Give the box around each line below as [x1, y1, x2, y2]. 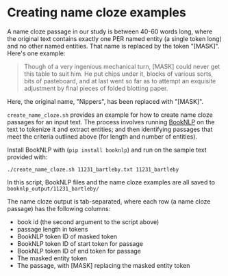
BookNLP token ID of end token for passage [16, 247, 142, 255]
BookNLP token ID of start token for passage [16, 239, 144, 247]
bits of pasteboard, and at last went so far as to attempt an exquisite [23, 77, 216, 85]
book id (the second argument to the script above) [16, 217, 160, 226]
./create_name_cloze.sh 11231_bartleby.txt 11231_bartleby [7, 166, 179, 173]
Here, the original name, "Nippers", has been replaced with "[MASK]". [7, 97, 204, 105]
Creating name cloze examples [7, 5, 186, 20]
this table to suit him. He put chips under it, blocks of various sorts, [23, 70, 214, 78]
